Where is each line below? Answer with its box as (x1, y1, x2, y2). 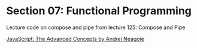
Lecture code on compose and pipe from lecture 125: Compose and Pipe (6, 24, 186, 31)
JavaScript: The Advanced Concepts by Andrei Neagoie (6, 35, 145, 42)
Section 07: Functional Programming (6, 4, 192, 18)
